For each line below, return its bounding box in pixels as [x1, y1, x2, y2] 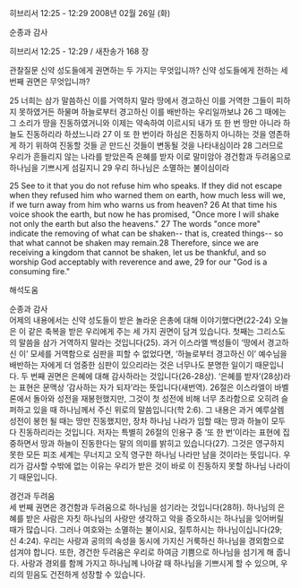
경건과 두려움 [9, 491, 56, 501]
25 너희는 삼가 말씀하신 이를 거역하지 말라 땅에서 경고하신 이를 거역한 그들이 [9, 95, 275, 106]
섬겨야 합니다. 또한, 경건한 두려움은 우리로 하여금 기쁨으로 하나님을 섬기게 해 [9, 547, 275, 558]
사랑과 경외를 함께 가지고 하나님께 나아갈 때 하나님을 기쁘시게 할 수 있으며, [21, 558, 279, 568]
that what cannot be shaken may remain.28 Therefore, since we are [9, 238, 260, 248]
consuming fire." [9, 266, 70, 276]
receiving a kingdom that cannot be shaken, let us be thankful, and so [9, 247, 267, 257]
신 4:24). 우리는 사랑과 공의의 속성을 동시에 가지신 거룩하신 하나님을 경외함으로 [9, 536, 285, 546]
